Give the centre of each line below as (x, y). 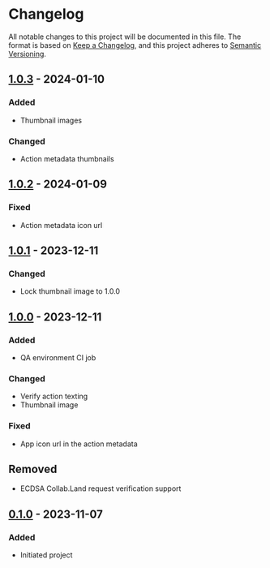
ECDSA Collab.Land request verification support (101, 488)
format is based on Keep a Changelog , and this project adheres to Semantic (135, 45)
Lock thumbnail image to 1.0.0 (70, 291)
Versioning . (28, 54)
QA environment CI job (58, 357)
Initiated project (46, 555)
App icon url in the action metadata (79, 444)
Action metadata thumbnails (67, 158)
